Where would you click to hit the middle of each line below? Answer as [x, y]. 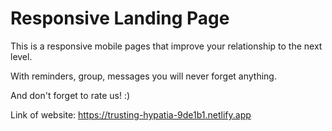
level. [21, 56]
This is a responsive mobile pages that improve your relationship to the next [166, 46]
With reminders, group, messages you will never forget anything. [143, 76]
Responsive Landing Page [120, 18]
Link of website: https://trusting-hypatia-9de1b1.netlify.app [131, 114]
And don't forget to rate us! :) [70, 95]
